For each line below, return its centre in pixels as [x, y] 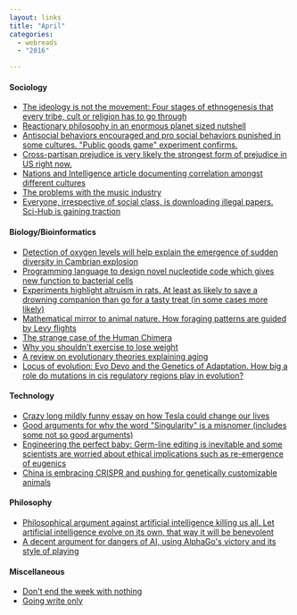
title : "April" [37, 26]
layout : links [36, 17]
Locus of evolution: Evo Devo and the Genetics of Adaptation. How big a [155, 366]
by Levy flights [49, 328]
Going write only [52, 601]
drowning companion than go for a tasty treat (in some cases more [145, 299]
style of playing [50, 551]
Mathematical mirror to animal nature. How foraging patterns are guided [154, 318]
